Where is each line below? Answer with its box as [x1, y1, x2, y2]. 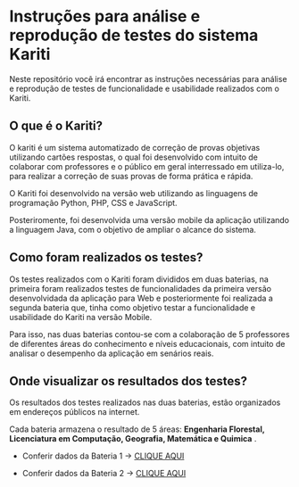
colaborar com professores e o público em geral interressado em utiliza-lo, [9, 161, 285, 171]
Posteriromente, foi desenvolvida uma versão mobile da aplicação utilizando [9, 214, 290, 225]
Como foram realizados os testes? [9, 250, 203, 265]
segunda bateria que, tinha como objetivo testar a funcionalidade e [9, 301, 256, 313]
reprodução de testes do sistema [9, 25, 259, 45]
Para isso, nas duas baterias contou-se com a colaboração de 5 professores [9, 328, 290, 340]
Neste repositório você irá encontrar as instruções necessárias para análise [9, 73, 287, 84]
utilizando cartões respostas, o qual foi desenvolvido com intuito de [9, 152, 259, 162]
